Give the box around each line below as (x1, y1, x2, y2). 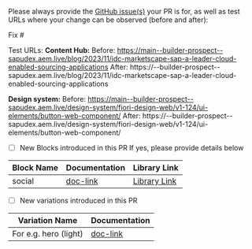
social (12, 176, 34, 187)
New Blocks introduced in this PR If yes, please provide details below (19, 143, 244, 152)
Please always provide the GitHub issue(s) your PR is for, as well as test (8, 7, 240, 16)
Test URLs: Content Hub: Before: (8, 46, 116, 54)
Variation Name (17, 215, 78, 226)
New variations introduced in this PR (19, 196, 138, 206)
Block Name (12, 162, 59, 173)
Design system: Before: (8, 95, 87, 103)
